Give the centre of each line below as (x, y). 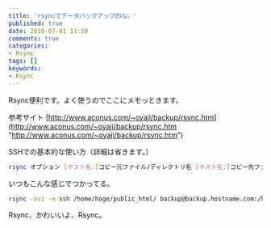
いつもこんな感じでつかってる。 (61, 184)
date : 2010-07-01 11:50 (48, 31)
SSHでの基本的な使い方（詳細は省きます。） (81, 151)
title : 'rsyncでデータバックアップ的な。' (73, 16)
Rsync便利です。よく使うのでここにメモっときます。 (96, 100)
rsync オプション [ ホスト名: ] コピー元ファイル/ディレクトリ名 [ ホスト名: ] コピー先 (131, 167)
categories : (28, 46)
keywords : (25, 69)
